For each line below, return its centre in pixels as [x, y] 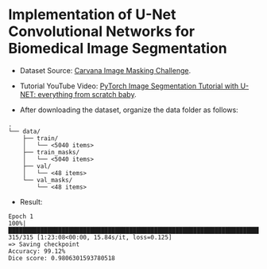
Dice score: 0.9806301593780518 [62, 258]
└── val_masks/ [48, 180]
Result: [31, 201]
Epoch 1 [21, 216]
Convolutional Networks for [102, 31]
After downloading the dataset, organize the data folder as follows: [129, 110]
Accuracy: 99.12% [37, 251]
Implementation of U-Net [92, 15]
